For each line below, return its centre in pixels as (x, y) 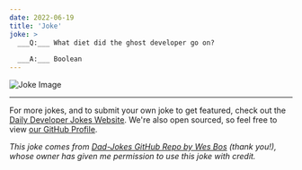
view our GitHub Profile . (53, 129)
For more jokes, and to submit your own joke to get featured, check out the (147, 110)
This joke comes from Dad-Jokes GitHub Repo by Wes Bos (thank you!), (143, 147)
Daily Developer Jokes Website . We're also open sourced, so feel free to (143, 120)
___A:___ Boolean (50, 59)
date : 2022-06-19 (42, 17)
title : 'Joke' (36, 26)
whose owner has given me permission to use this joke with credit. (133, 156)
